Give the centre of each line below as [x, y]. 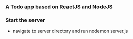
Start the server [25, 20]
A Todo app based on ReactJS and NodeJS [59, 7]
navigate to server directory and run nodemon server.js [70, 31]
